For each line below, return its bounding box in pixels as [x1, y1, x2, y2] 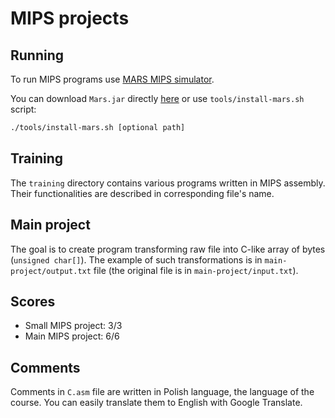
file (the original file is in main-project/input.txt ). [93, 264, 299, 276]
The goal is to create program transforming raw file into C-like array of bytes [10, 243, 326, 255]
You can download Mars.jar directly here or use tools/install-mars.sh [10, 93, 305, 104]
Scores [10, 293, 56, 310]
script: [10, 103, 37, 115]
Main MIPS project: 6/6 [24, 330, 120, 342]
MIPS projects [10, 7, 130, 30]
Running [10, 47, 65, 64]
